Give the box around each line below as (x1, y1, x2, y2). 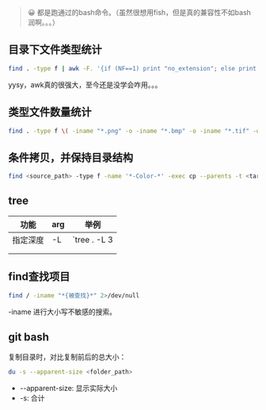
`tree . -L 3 (72, 234, 113, 245)
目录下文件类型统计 (8, 43, 102, 56)
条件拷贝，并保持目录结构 (8, 151, 133, 164)
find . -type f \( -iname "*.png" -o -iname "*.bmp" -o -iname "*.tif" (8, 127, 249, 135)
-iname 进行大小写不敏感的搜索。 (8, 307, 117, 316)
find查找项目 (8, 270, 70, 284)
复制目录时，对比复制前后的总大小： (8, 352, 127, 362)
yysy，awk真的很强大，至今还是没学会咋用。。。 (8, 79, 162, 90)
